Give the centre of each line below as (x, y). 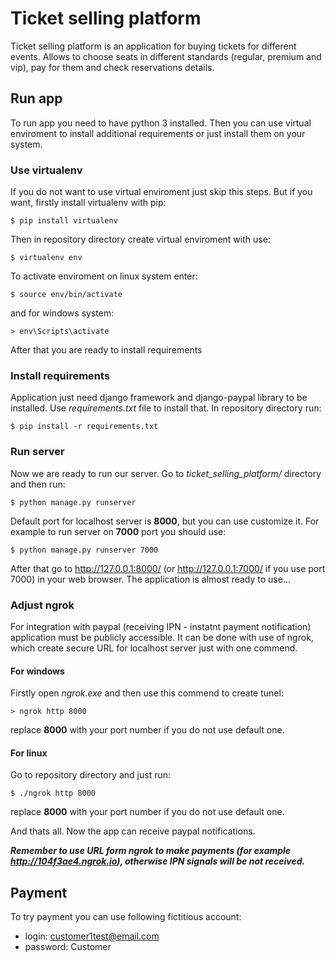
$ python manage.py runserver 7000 (84, 550)
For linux (29, 753)
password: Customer (68, 947)
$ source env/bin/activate (66, 295)
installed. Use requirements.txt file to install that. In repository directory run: (166, 408)
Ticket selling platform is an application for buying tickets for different (153, 46)
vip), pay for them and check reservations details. (112, 67)
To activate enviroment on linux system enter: (104, 276)
